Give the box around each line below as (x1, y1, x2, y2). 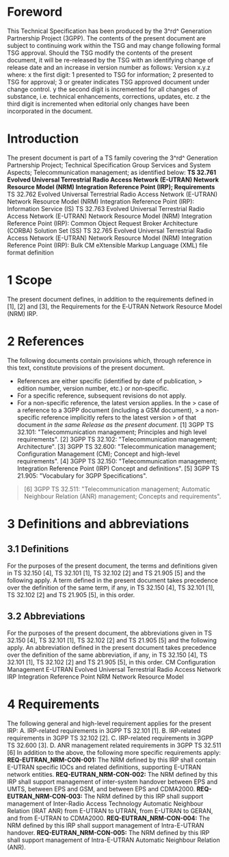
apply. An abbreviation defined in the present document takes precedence (7, 643, 217, 651)
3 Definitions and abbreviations (7, 516, 189, 531)
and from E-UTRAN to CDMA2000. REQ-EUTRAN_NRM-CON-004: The (7, 814, 211, 822)
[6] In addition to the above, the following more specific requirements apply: (7, 748, 221, 756)
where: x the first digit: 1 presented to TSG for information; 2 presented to (7, 70, 214, 79)
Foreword (7, 4, 63, 20)
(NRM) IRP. (7, 309, 38, 317)
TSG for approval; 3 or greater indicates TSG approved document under (7, 77, 210, 86)
